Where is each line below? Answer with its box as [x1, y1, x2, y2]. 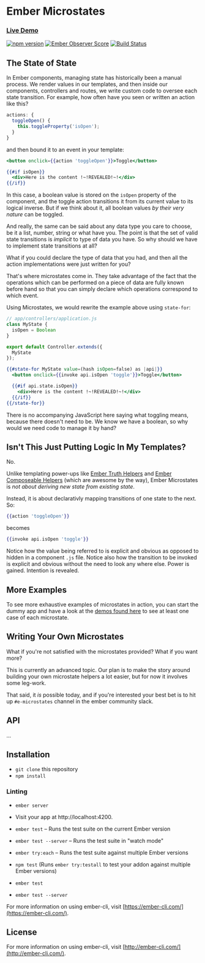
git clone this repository [15, 766, 78, 773]
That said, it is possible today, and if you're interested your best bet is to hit [6, 691, 196, 698]
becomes [6, 524, 30, 532]
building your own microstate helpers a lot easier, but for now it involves [6, 673, 188, 680]
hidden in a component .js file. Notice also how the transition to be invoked [6, 554, 198, 561]
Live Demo [6, 26, 39, 35]
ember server [15, 802, 49, 809]
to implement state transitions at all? [6, 242, 98, 249]
